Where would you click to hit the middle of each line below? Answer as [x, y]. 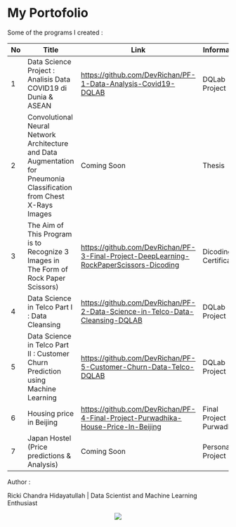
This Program [50, 234]
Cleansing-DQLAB [111, 320]
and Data [42, 152]
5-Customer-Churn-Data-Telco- [137, 367]
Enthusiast [22, 503]
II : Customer [49, 353]
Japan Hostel [50, 438]
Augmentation [51, 161]
